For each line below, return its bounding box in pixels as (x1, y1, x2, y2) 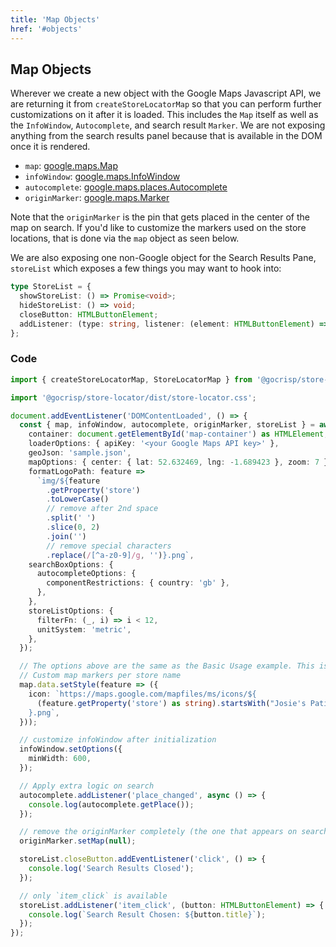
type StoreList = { (10, 282, 92, 292)
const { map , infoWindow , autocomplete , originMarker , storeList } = (19, 420, 315, 430)
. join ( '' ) (46, 531, 87, 541)
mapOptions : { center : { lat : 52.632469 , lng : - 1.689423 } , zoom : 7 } (28, 457, 329, 467)
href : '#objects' (10, 24, 83, 34)
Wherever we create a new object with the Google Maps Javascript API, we (10, 87, 322, 100)
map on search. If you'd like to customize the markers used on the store (10, 222, 307, 234)
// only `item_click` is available (19, 891, 168, 901)
